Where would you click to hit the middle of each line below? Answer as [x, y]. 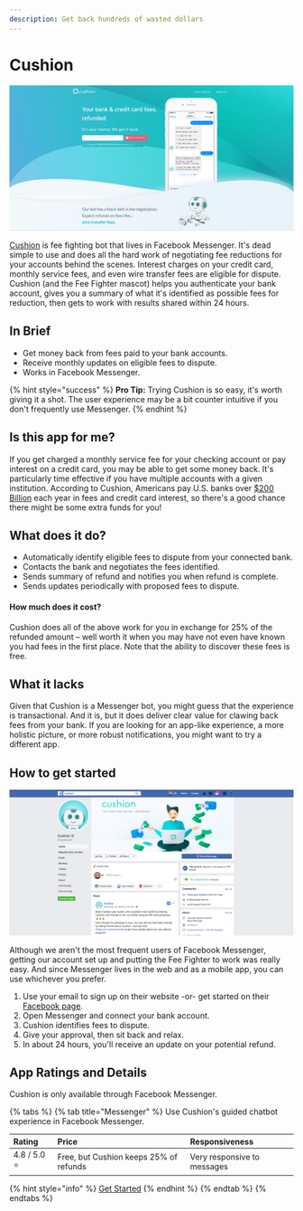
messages [209, 1166]
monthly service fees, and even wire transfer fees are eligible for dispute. [145, 274]
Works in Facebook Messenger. [81, 372]
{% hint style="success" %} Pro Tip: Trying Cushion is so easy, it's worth [146, 390]
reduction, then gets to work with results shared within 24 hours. [129, 302]
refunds [72, 1166]
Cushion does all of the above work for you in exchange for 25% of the [141, 627]
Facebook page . [53, 1006]
